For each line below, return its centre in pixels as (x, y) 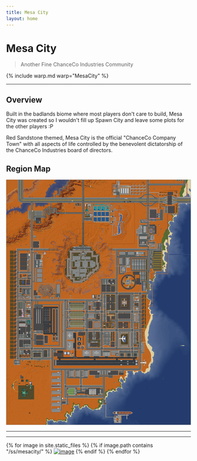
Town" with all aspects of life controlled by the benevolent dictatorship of (94, 144)
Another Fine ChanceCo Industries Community (77, 65)
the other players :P (30, 127)
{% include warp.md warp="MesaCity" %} (57, 76)
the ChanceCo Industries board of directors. (60, 150)
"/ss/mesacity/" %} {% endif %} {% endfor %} (73, 451)
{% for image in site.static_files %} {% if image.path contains (80, 445)
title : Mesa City (27, 12)
